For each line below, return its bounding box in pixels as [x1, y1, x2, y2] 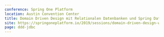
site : [4, 20, 16, 25]
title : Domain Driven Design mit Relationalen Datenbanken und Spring [4, 16, 152, 21]
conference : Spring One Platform [4, 7, 73, 12]
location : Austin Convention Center [4, 12, 79, 16]
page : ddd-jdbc [4, 25, 36, 30]
